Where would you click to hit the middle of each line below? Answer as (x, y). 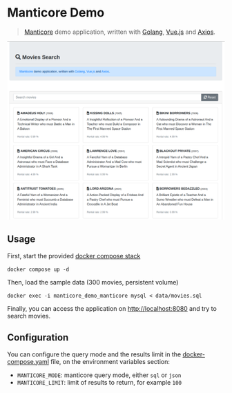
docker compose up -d (38, 269)
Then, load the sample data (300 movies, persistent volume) (93, 282)
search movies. (29, 316)
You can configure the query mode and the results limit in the (94, 354)
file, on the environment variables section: (110, 361)
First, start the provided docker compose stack (74, 256)
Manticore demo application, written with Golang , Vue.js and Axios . (120, 32)
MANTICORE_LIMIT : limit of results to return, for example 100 (99, 382)
